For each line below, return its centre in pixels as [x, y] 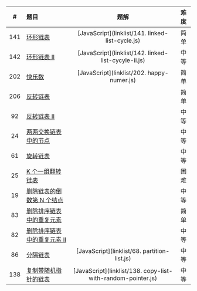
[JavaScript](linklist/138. [108, 271]
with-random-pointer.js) [123, 278]
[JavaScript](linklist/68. [109, 251]
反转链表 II [40, 116]
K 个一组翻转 [44, 171]
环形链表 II [40, 57]
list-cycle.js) [123, 40]
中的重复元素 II [46, 240]
